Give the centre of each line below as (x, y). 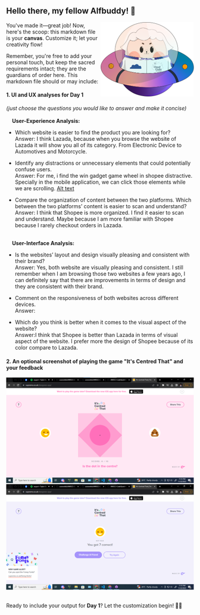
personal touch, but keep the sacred (51, 62)
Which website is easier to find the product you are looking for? (93, 132)
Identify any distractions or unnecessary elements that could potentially (103, 163)
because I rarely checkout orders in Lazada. (69, 225)
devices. (25, 304)
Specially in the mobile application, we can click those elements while (100, 182)
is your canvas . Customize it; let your (52, 38)
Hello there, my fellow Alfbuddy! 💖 (71, 11)
